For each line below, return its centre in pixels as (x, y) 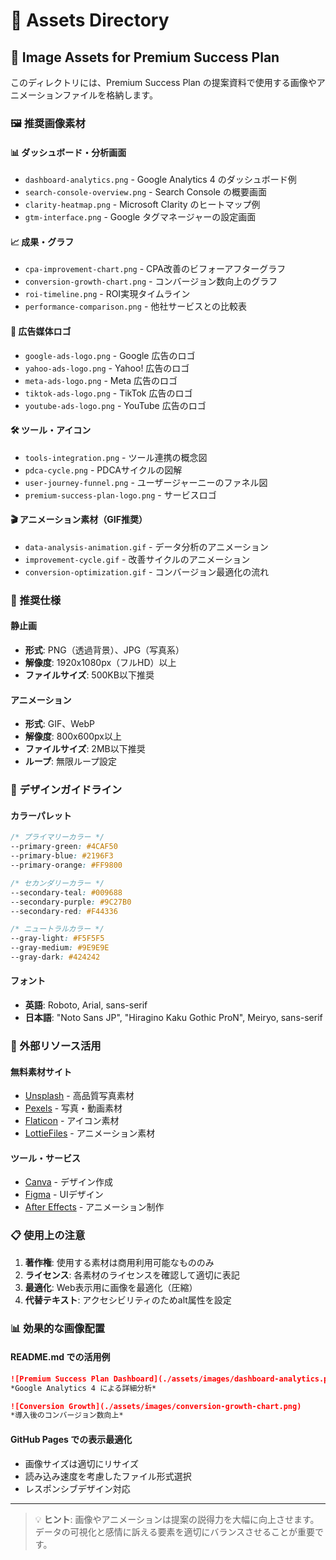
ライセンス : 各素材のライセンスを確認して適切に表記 (132, 1275)
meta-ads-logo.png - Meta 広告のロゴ (101, 380)
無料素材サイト (41, 1071)
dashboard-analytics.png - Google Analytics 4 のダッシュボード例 (160, 180)
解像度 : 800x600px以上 (73, 736)
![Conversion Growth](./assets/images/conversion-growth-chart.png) (156, 1406)
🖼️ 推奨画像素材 (48, 123)
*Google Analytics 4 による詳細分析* (83, 1388)
